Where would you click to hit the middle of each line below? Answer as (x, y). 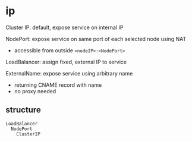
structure (23, 110)
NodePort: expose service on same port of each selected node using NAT (96, 39)
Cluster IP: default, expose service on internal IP (64, 27)
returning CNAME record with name (58, 85)
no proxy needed (35, 91)
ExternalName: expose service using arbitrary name (69, 73)
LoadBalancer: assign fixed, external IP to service (66, 62)
